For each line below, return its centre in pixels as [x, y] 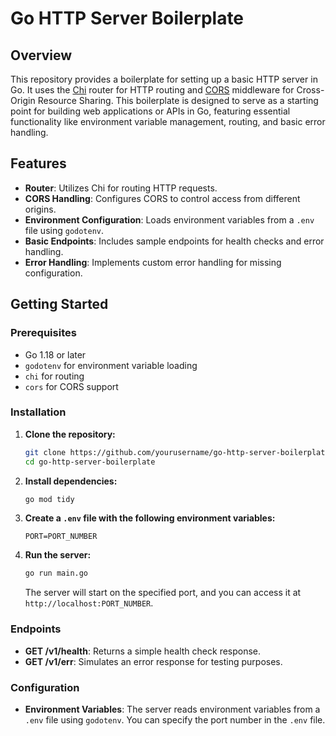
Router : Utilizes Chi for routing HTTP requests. [121, 188]
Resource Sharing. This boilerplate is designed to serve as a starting [178, 100]
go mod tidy [49, 499]
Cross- [310, 90]
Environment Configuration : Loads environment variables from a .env [169, 219]
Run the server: [58, 555]
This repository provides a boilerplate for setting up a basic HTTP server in [164, 79]
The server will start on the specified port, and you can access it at [163, 593]
